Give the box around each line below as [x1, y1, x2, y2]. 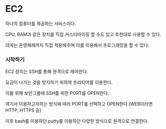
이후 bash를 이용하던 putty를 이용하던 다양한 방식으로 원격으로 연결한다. [5, 118, 149, 124]
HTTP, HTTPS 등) [5, 107, 42, 113]
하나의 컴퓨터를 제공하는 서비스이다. [5, 20, 76, 26]
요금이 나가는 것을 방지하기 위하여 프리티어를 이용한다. [5, 79, 113, 85]
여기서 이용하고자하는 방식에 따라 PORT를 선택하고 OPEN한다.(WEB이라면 [5, 101, 153, 107]
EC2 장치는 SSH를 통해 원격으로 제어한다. [5, 69, 88, 75]
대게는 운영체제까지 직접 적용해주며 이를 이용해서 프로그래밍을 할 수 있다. [5, 42, 149, 48]
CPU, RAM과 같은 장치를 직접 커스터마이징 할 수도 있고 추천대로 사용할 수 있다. [5, 31, 161, 37]
